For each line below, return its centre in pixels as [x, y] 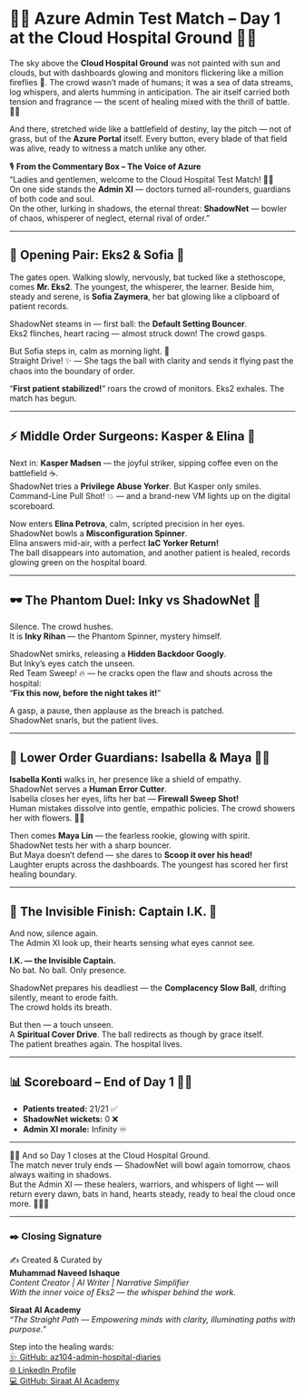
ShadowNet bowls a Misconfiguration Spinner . [98, 533]
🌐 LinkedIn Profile [43, 1370]
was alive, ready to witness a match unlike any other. [108, 148]
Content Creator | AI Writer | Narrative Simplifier [99, 1283]
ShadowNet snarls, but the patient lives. [84, 721]
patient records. [39, 306]
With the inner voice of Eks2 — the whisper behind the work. [123, 1292]
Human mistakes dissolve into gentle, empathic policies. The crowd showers [152, 809]
